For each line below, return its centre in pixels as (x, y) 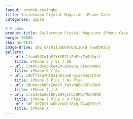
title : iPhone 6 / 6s (37, 71)
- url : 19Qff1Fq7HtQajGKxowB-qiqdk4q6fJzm (55, 76)
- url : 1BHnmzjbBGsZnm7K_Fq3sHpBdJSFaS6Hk (55, 85)
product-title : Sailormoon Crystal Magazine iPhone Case (67, 33)
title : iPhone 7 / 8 (36, 90)
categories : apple (25, 19)
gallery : (14, 52)
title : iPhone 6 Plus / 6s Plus (48, 81)
